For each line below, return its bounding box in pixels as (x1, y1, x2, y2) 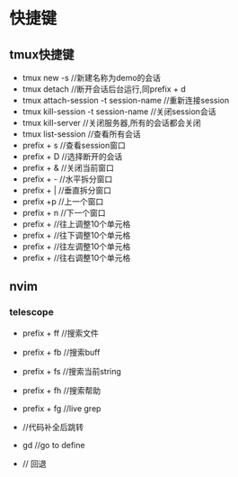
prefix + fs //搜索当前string (22, 365, 121, 376)
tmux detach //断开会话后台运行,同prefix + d (22, 84, 186, 94)
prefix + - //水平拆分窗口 (22, 174, 113, 184)
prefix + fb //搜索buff (22, 346, 101, 357)
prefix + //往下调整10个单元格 (22, 230, 131, 240)
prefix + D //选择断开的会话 (22, 151, 123, 162)
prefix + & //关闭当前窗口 (22, 163, 114, 173)
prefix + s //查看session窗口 (22, 140, 126, 150)
